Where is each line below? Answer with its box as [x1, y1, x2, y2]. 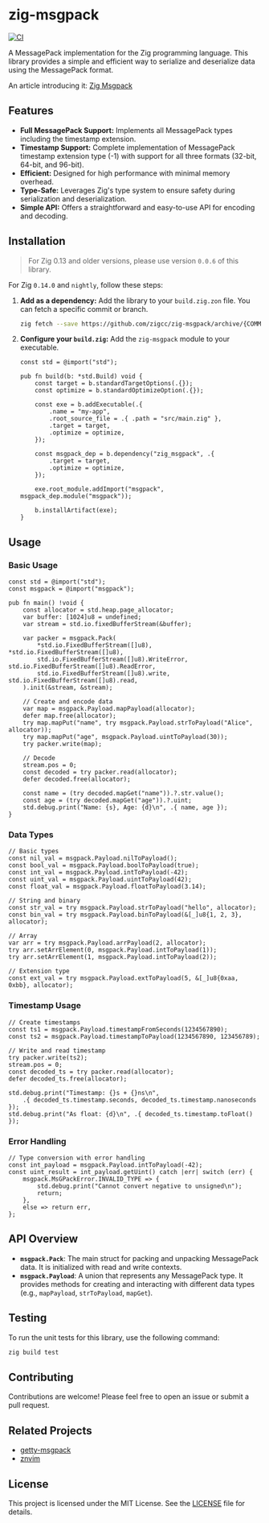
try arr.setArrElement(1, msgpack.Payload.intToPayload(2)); [8, 953, 218, 961]
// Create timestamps [8, 1018, 81, 1027]
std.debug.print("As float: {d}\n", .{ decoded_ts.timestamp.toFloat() [8, 1110, 253, 1118]
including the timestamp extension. [19, 134, 137, 143]
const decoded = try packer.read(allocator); [22, 768, 178, 777]
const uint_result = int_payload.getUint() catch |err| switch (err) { [8, 1168, 253, 1176]
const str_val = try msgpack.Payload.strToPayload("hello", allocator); [8, 904, 257, 912]
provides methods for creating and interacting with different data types [19, 1279, 255, 1289]
